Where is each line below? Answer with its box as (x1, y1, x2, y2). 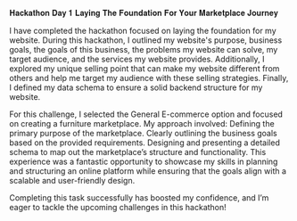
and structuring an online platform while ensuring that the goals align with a (9, 166, 287, 176)
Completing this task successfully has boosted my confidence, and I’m (9, 192, 269, 203)
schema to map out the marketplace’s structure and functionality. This (9, 147, 267, 157)
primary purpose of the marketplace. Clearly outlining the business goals (9, 128, 278, 138)
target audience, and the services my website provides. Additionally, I (9, 53, 265, 64)
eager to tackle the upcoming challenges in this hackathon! (9, 202, 227, 212)
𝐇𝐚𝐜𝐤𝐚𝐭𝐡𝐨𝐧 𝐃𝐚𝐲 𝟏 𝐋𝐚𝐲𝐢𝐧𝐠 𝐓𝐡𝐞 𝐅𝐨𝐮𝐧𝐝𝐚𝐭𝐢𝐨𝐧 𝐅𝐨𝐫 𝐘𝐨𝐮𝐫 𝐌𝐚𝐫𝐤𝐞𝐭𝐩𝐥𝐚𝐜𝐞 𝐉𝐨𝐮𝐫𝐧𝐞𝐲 (9, 8, 278, 18)
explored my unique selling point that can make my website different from (9, 63, 280, 74)
